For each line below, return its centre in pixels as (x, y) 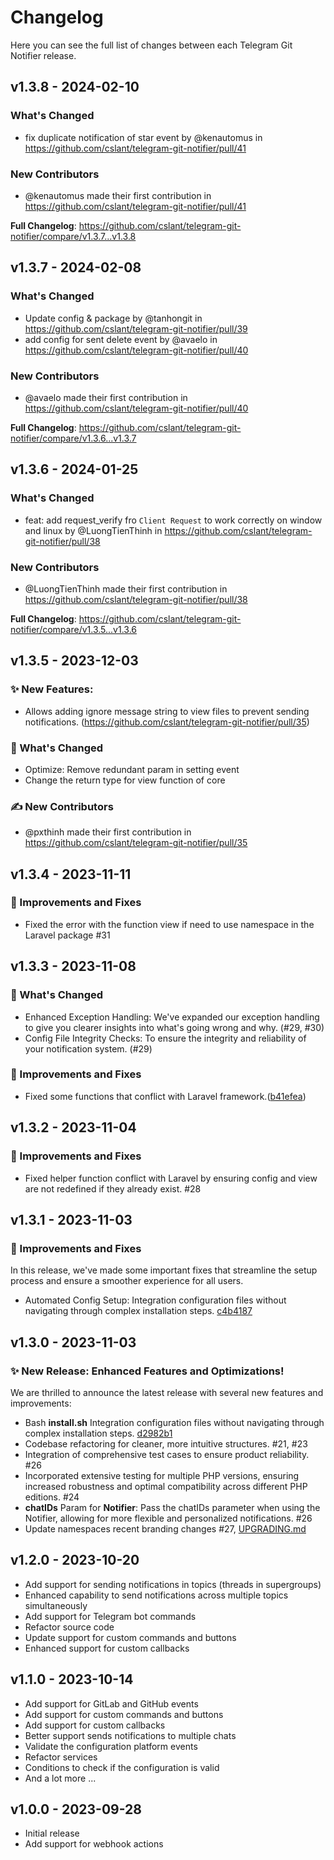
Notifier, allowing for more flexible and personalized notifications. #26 (168, 1518)
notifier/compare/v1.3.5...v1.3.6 (74, 629)
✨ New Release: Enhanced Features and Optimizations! (147, 1371)
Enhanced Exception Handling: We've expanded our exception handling (172, 1017)
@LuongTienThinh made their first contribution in (126, 588)
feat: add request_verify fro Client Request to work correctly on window (173, 520)
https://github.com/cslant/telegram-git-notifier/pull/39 (136, 328)
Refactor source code (69, 1627)
